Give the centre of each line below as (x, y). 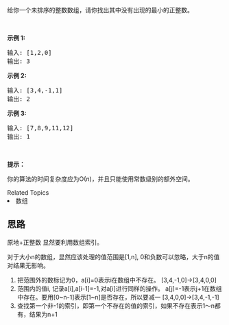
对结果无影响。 (28, 265)
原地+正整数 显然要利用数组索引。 (55, 242)
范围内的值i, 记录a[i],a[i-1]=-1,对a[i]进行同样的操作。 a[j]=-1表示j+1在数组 (119, 288)
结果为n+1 (44, 314)
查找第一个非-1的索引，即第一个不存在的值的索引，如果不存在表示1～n (116, 305)
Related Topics (28, 193)
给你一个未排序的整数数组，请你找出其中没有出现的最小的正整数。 (100, 10)
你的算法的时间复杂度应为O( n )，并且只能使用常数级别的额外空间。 (100, 179)
